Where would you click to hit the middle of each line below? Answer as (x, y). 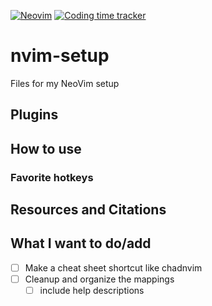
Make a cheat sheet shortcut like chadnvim (113, 267)
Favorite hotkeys (52, 177)
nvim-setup (60, 56)
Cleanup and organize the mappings (99, 279)
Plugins (34, 115)
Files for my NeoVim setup (65, 83)
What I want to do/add (81, 243)
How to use (46, 148)
